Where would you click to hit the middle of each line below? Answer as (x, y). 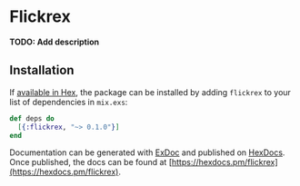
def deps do (32, 118)
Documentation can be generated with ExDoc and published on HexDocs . (147, 152)
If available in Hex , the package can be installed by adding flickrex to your (150, 92)
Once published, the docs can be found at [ (91, 162)
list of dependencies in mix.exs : (69, 102)
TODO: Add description (55, 42)
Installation (42, 70)
